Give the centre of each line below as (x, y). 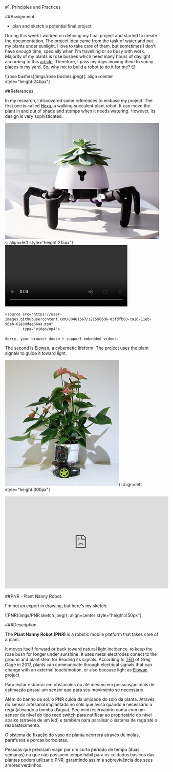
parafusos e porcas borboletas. (37, 740)
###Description (21, 625)
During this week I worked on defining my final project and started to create (81, 36)
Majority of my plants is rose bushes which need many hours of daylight (78, 56)
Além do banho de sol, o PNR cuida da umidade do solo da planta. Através (80, 699)
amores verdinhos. (24, 765)
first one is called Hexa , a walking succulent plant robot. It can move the (78, 106)
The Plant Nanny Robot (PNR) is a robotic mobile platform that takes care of (82, 634)
